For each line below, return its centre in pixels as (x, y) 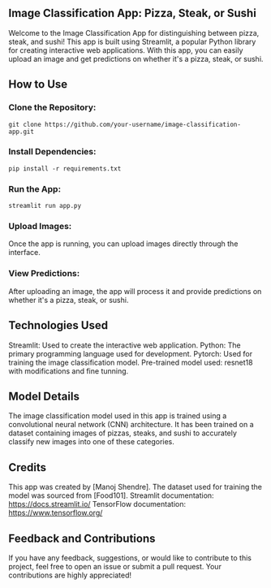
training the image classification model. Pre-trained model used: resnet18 (131, 362)
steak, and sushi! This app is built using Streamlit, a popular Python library (132, 41)
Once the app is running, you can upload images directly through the (123, 244)
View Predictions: (44, 274)
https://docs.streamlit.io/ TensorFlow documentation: (97, 504)
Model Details (44, 396)
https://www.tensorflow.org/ (56, 513)
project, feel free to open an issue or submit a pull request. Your (115, 566)
